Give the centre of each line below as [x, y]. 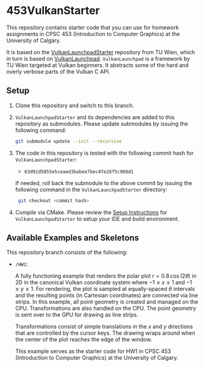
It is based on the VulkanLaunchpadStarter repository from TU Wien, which [101, 52]
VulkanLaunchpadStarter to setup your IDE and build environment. [97, 218]
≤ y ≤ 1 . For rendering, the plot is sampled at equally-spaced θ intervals [105, 289]
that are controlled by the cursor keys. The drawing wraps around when [105, 333]
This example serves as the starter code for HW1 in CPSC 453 [93, 351]
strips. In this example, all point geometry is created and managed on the [107, 302]
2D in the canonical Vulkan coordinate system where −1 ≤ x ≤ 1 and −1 [104, 282]
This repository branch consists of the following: [67, 253]
